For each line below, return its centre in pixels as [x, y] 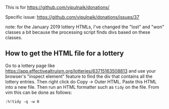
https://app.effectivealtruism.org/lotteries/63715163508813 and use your [81, 71]
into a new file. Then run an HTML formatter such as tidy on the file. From [82, 87]
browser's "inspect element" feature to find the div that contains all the [79, 76]
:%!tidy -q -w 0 [22, 101]
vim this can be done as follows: [39, 92]
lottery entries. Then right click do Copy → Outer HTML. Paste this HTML [81, 81]
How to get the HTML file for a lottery [65, 53]
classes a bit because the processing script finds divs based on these [78, 32]
